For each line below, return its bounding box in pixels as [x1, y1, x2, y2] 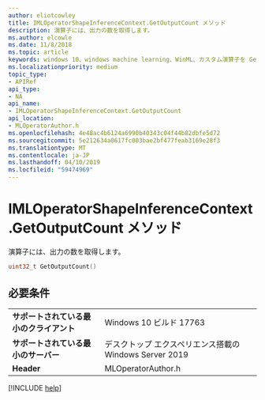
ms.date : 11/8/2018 [8, 41, 73, 49]
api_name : [8, 100, 41, 108]
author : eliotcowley [8, 11, 77, 20]
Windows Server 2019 [104, 349, 189, 360]
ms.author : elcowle [8, 33, 73, 42]
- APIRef [8, 77, 37, 85]
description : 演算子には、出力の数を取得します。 [8, 26, 154, 34]
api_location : [8, 115, 55, 123]
